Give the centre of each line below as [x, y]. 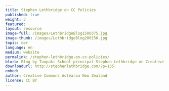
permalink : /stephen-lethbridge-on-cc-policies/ [57, 57]
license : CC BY [21, 80]
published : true [22, 15]
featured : [16, 24]
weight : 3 [16, 19]
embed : [12, 71]
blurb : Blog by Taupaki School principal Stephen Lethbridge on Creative [85, 62]
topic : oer [17, 43]
